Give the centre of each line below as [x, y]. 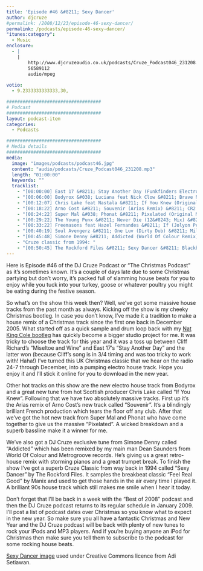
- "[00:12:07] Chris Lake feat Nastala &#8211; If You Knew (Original [108, 203]
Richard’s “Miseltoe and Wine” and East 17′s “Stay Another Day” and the [96, 348]
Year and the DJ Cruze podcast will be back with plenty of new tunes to [95, 524]
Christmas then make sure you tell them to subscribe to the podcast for [95, 538]
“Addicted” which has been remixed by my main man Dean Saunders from [98, 449]
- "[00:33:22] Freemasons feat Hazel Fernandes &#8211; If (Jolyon [104, 225]
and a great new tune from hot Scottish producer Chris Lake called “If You [98, 392]
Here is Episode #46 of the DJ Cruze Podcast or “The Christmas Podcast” [98, 265]
